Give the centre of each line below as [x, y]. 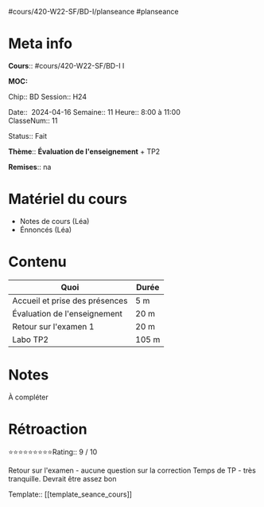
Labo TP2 [31, 340]
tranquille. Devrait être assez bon [62, 478]
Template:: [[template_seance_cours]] [70, 494]
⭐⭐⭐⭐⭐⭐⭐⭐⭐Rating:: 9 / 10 [53, 452]
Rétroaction [48, 429]
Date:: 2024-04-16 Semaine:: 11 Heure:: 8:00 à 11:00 [94, 112]
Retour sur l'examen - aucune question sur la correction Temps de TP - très [132, 470]
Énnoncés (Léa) [46, 230]
